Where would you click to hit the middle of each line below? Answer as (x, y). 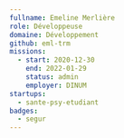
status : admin (52, 77)
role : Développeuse (46, 26)
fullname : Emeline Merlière (62, 18)
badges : (24, 111)
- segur (32, 119)
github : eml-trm (40, 43)
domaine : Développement (54, 34)
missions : (28, 52)
